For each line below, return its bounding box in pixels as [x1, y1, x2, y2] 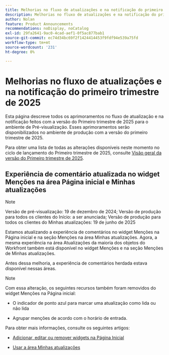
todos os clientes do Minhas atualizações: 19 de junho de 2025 [5, 219, 136, 225]
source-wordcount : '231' [5, 45, 57, 50]
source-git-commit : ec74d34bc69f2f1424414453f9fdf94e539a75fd [5, 36, 138, 41]
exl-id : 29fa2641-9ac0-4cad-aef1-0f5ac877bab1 [5, 31, 105, 36]
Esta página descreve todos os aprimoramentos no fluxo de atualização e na [5, 114, 164, 120]
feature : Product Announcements [5, 21, 73, 27]
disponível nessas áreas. [5, 265, 56, 272]
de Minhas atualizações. [5, 250, 56, 256]
